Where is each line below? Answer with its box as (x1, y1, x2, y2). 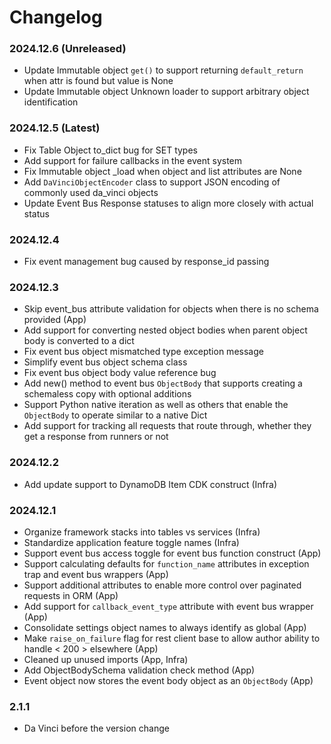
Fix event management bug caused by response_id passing (23, 256, 270, 268)
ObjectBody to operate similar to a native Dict (23, 409, 208, 421)
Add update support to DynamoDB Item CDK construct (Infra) (23, 478, 278, 490)
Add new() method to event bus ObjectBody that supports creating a (23, 377, 303, 390)
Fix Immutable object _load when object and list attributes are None (23, 165, 302, 177)
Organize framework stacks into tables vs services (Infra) (23, 526, 261, 538)
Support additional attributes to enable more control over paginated (23, 579, 302, 591)
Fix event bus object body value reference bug (23, 367, 217, 379)
